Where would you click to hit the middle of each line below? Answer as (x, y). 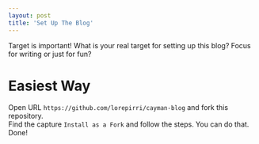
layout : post (30, 15)
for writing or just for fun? (50, 54)
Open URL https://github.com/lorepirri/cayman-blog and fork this (118, 108)
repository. (26, 116)
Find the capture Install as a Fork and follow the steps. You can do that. (129, 124)
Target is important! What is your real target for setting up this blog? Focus (129, 45)
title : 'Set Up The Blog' (51, 23)
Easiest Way (50, 86)
